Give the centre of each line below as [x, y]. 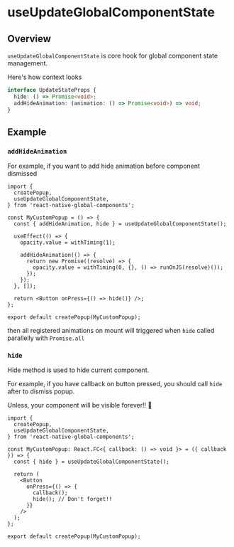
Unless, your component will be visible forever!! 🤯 [80, 405]
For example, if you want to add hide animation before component [104, 166]
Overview [29, 39]
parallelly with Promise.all [46, 338]
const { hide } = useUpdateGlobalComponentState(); [92, 462]
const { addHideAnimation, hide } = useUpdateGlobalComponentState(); [120, 224]
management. [28, 63]
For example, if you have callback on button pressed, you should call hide [115, 384]
